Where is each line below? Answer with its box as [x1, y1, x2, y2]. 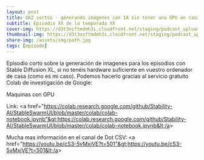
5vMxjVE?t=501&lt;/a [6, 147, 59, 154]
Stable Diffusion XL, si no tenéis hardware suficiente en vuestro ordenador [6, 66, 193, 73]
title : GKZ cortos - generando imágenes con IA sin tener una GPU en [6, 15, 186, 21]
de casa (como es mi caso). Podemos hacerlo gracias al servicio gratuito [6, 72, 189, 80]
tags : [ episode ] [6, 43, 47, 49]
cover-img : [6, 26, 34, 32]
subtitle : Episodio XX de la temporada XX [6, 20, 115, 26]
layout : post [6, 9, 39, 15]
